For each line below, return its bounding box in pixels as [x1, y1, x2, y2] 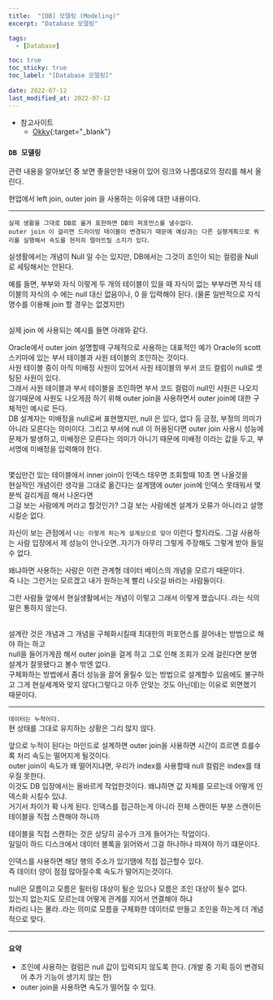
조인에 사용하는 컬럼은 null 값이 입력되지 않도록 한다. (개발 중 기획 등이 [19, 962, 243, 972]
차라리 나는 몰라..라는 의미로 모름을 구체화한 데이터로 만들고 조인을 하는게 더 [8, 903, 249, 914]
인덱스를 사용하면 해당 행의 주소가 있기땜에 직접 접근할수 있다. [8, 856, 204, 866]
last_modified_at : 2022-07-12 [8, 94, 111, 102]
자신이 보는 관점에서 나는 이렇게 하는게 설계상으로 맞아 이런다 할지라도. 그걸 [8, 527, 239, 537]
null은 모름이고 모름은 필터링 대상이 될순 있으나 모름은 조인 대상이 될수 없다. [8, 883, 248, 894]
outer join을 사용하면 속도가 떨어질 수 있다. [19, 982, 156, 992]
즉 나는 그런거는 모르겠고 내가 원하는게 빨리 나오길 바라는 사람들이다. [8, 575, 225, 585]
